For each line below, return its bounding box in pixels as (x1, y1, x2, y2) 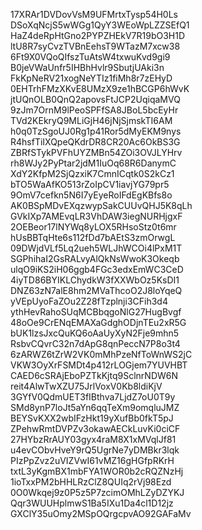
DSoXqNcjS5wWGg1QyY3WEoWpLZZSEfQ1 (10, 19, 190, 31)
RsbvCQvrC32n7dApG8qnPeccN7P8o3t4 (10, 338, 181, 349)
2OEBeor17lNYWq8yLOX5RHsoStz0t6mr (10, 221, 177, 233)
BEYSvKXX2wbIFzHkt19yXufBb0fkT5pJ (10, 412, 174, 424)
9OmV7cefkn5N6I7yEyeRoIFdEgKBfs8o (10, 189, 173, 201)
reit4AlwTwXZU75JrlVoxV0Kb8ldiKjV (10, 380, 163, 392)
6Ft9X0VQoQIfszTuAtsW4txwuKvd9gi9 (10, 51, 171, 63)
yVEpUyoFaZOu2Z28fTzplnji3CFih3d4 (10, 295, 168, 307)
